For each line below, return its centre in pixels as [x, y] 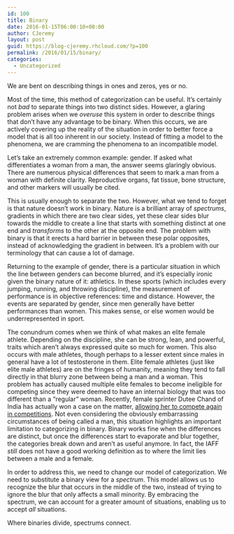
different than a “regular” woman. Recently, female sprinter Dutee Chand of [116, 399]
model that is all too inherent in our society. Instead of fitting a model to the [115, 136]
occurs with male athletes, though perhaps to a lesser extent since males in [116, 354]
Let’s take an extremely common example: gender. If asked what [100, 157]
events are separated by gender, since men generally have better [101, 303]
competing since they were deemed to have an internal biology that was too [116, 391]
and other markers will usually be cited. [64, 187]
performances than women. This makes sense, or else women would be [111, 311]
